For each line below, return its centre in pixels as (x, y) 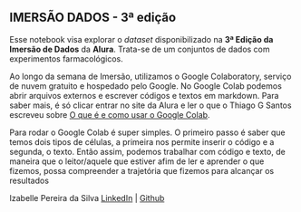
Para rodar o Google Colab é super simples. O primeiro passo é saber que (147, 132)
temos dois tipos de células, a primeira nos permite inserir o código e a (142, 141)
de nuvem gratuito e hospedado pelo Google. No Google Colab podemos (146, 86)
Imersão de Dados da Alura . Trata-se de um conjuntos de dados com (140, 49)
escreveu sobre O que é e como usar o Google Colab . (110, 114)
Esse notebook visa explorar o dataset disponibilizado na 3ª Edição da (141, 39)
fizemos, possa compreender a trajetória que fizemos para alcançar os (142, 170)
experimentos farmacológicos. (67, 58)
